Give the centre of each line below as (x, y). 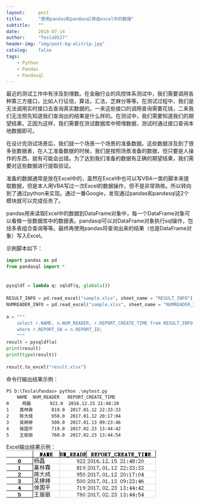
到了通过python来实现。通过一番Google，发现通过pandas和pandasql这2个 (98, 193)
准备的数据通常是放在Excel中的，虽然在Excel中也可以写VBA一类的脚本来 (95, 179)
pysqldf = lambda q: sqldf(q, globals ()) (58, 286)
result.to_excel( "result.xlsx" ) (46, 367)
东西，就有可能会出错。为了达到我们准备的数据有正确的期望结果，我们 (102, 158)
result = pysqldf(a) (32, 342)
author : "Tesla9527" (37, 38)
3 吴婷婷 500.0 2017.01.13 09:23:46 (63, 422)
